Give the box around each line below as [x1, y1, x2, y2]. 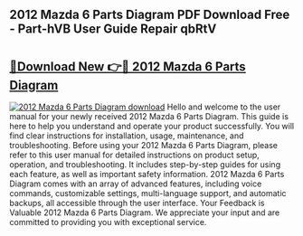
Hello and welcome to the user [166, 101, 281, 112]
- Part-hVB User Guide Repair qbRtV [9, 22, 217, 37]
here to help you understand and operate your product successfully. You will [9, 121, 295, 131]
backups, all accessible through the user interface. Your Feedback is [9, 198, 265, 208]
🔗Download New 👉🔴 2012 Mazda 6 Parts [9, 59, 246, 74]
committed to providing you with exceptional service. [9, 217, 207, 227]
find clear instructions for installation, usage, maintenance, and [9, 130, 244, 141]
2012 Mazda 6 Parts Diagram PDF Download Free [9, 7, 290, 23]
